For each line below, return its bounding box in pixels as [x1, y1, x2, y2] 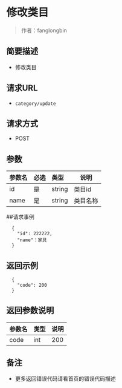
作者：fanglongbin [21, 27, 68, 34]
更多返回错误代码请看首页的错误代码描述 [14, 375, 116, 382]
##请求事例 [6, 213, 34, 221]
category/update [14, 101, 56, 107]
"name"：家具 [17, 237, 47, 243]
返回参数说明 [6, 306, 54, 316]
